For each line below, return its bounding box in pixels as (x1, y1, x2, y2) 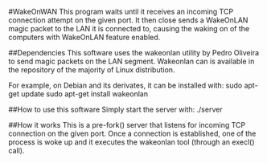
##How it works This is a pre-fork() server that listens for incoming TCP (8, 120, 246, 129)
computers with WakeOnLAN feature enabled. (8, 32, 161, 42)
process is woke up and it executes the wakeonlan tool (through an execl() (8, 137, 255, 147)
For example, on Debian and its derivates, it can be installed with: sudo (8, 80, 243, 90)
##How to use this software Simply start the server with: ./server (8, 104, 223, 114)
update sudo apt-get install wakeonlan (21, 89, 149, 99)
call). (8, 146, 25, 155)
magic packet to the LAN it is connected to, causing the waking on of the (8, 24, 250, 33)
